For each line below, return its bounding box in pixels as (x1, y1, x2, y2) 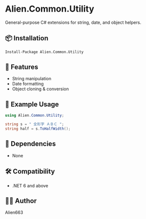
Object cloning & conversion (12, 86, 69, 92)
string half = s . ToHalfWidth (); (5, 126, 71, 131)
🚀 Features (5, 63, 38, 71)
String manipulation (12, 76, 52, 82)
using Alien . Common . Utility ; (5, 113, 64, 118)
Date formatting (12, 81, 44, 87)
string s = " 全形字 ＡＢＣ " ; (5, 122, 64, 127)
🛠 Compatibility (5, 168, 55, 176)
